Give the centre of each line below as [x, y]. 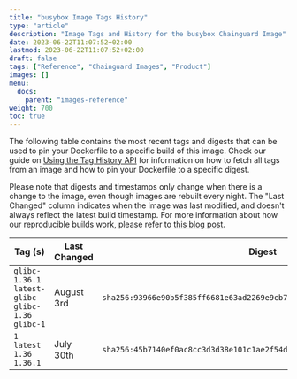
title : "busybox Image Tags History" [79, 17]
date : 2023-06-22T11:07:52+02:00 [71, 42]
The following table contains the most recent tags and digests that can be [143, 142]
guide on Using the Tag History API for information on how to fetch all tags [145, 160]
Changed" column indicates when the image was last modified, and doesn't [147, 205]
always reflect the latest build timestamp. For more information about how [144, 215]
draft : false [33, 58]
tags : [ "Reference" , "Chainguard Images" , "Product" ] [110, 67]
